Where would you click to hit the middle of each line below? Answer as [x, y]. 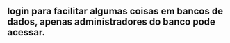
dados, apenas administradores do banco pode [111, 22]
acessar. [26, 32]
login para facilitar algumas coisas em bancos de [115, 11]
